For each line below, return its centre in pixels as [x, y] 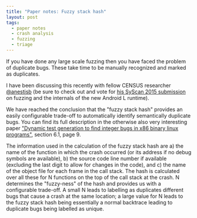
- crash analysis [33, 34]
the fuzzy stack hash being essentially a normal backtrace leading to [89, 202]
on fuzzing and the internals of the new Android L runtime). [78, 97]
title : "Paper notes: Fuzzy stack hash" [56, 12]
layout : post [22, 17]
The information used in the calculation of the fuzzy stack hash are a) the [95, 146]
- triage [22, 45]
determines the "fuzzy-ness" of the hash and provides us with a [84, 183]
